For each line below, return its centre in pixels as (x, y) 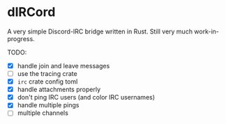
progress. (21, 38)
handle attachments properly (59, 90)
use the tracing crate (47, 73)
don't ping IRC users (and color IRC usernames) (86, 98)
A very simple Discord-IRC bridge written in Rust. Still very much (100, 31)
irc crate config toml (47, 82)
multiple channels (43, 113)
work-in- (207, 31)
